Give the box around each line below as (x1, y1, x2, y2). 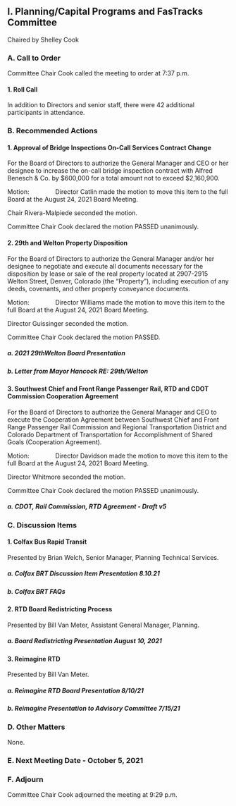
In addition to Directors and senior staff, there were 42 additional (7, 101, 195, 109)
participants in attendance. (7, 109, 85, 117)
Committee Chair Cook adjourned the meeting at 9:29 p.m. (7, 790, 178, 799)
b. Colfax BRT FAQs (7, 587, 66, 595)
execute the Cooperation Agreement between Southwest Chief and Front (7, 415, 220, 424)
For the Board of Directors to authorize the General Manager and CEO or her (7, 159, 229, 168)
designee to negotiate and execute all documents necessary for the (7, 262, 204, 270)
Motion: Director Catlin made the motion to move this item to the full (7, 188, 228, 196)
